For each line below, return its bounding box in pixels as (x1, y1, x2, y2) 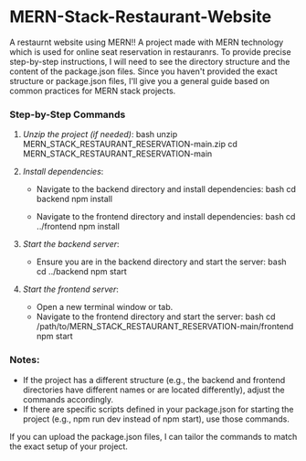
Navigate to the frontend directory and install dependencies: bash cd (36, 211, 296, 222)
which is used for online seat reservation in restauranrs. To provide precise (9, 46, 291, 57)
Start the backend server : (22, 239, 121, 250)
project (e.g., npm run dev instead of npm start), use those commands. (22, 413, 290, 424)
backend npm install (36, 194, 112, 205)
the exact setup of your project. (9, 441, 128, 452)
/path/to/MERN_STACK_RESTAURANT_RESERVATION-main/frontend (36, 321, 294, 332)
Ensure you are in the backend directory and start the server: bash (36, 256, 287, 267)
